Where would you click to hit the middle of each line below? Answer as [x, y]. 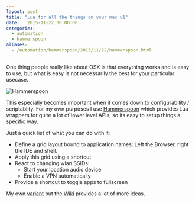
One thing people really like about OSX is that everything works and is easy [98, 67]
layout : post [22, 12]
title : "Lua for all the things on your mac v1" [67, 17]
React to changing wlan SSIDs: [52, 163]
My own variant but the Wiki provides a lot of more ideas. [76, 194]
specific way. [22, 121]
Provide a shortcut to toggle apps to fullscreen [71, 182]
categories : [21, 28]
